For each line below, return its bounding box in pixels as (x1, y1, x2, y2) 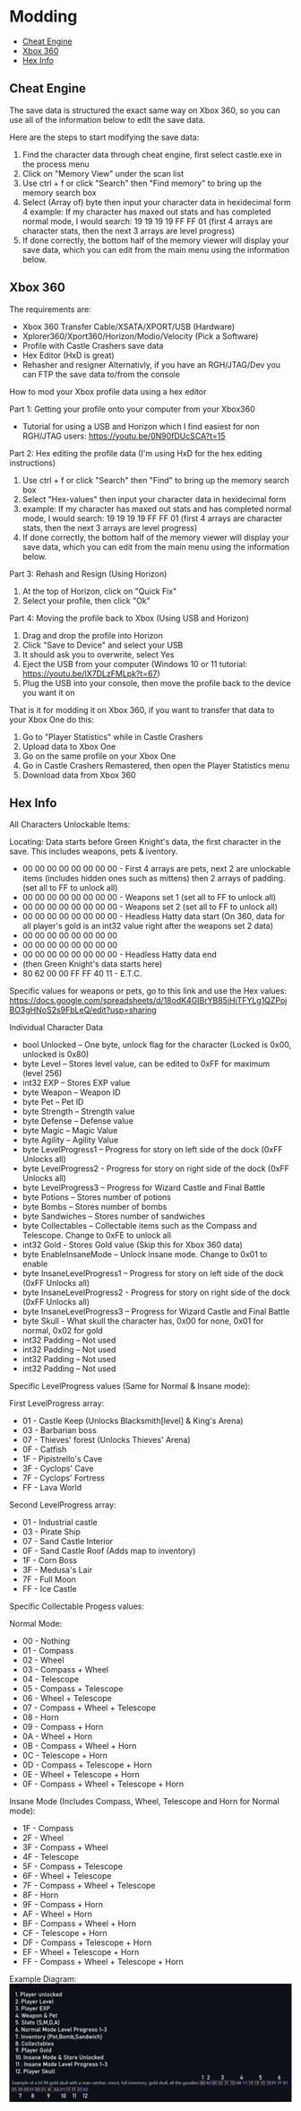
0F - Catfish (21, 1444, 67, 1455)
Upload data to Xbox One (21, 741, 116, 751)
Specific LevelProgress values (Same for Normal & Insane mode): (9, 1381, 251, 1392)
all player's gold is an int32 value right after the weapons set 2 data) (21, 921, 274, 932)
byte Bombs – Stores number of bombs (21, 1202, 168, 1212)
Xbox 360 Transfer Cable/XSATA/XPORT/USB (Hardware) (21, 321, 236, 332)
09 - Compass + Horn (21, 1722, 104, 1733)
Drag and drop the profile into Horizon (21, 630, 163, 640)
